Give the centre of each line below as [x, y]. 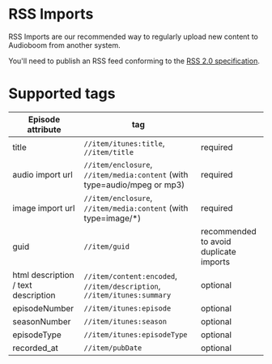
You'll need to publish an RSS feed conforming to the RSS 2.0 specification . [134, 61]
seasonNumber [42, 321]
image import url [44, 208]
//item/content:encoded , [131, 276]
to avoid [216, 242]
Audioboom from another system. [64, 45]
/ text [22, 285]
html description [43, 275]
